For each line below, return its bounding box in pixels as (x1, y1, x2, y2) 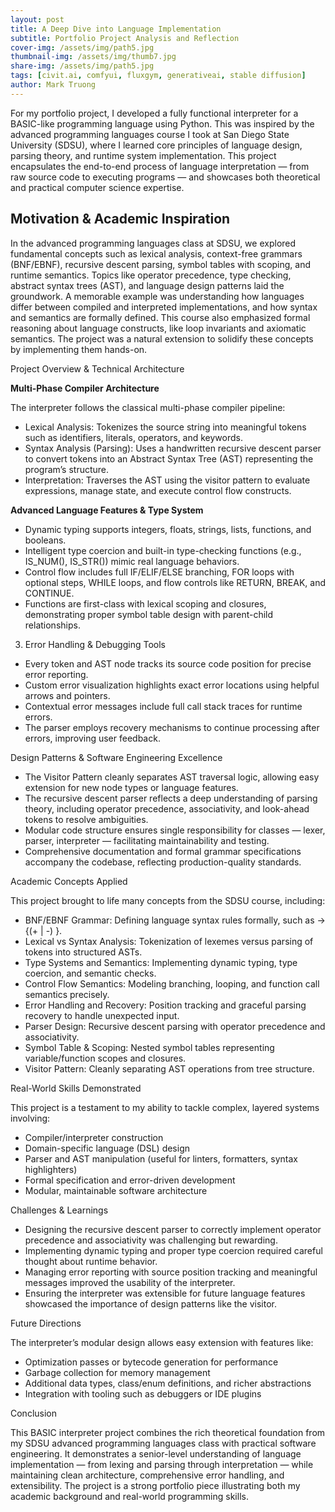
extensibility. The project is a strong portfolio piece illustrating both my (10, 1479, 301, 1491)
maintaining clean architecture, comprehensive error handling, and (10, 1469, 285, 1481)
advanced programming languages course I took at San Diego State (10, 128, 290, 140)
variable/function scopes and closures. (24, 1052, 187, 1064)
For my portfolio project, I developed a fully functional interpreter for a (10, 107, 299, 119)
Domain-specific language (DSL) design (24, 1142, 191, 1154)
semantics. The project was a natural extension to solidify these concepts (10, 332, 314, 345)
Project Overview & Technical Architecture (10, 362, 185, 375)
